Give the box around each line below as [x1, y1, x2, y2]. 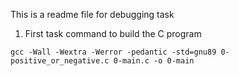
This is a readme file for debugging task [10, 9, 175, 20]
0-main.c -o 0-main [113, 56, 195, 66]
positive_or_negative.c [10, 56, 110, 66]
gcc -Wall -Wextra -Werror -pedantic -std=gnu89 [10, 47, 217, 57]
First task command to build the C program [24, 28, 202, 39]
